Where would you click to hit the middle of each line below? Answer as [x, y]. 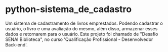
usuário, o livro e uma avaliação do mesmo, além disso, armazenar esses [81, 28]
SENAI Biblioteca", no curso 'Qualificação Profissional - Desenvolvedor [79, 39]
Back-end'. [16, 44]
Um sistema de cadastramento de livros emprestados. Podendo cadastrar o [84, 23]
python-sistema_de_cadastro [69, 9]
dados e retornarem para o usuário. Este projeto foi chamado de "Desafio [82, 34]
